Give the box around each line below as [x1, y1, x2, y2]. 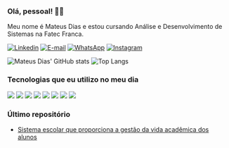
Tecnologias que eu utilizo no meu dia [7, 75, 139, 85]
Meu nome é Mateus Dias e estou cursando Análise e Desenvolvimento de [7, 23, 223, 31]
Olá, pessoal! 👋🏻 [7, 6, 65, 16]
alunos [17, 132, 37, 141]
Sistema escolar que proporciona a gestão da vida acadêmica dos [17, 125, 209, 133]
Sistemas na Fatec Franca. [7, 30, 84, 38]
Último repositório [7, 109, 70, 119]
